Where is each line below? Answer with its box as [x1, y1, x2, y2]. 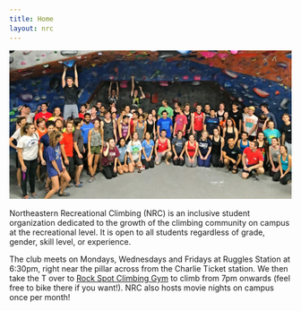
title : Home [9, 14, 54, 23]
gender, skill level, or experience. [9, 237, 132, 247]
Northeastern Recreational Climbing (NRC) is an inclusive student [9, 208, 251, 219]
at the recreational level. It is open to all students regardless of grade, [9, 227, 266, 238]
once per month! [9, 292, 71, 303]
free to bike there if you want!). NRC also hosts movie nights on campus [9, 282, 275, 293]
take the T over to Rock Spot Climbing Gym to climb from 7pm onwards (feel [9, 273, 291, 284]
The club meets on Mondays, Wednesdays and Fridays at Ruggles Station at [9, 254, 291, 264]
